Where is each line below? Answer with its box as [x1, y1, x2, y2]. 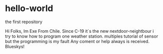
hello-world [5, 3, 54, 14]
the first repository [5, 19, 42, 25]
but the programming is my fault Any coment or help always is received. [5, 38, 150, 44]
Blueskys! [5, 43, 25, 49]
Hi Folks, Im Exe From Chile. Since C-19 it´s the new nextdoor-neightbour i [5, 28, 154, 34]
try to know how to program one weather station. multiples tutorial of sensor [5, 33, 159, 39]
